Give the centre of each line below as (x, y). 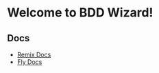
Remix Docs (34, 54)
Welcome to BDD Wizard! (80, 13)
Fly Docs (29, 62)
